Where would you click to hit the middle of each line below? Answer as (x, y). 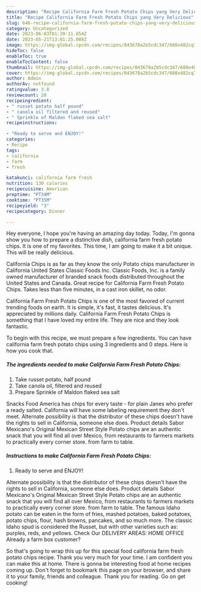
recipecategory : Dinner (36, 211)
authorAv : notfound (31, 84)
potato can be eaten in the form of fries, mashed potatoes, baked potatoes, (99, 514)
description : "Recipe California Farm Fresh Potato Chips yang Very (93, 12)
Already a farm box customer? (43, 539)
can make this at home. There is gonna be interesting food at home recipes (99, 564)
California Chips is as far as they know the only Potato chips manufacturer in (100, 264)
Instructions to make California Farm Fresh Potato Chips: (79, 456)
